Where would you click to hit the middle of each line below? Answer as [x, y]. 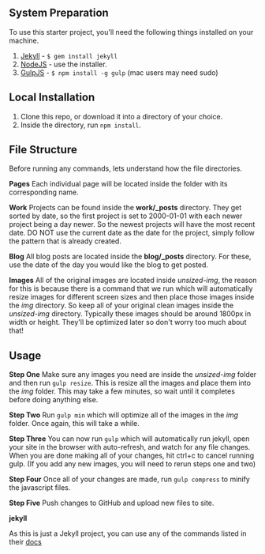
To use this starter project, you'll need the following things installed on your [131, 32]
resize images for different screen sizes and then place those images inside [132, 297]
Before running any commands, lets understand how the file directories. [126, 168]
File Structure [43, 150]
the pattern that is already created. [65, 241]
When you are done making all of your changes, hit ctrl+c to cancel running [132, 456]
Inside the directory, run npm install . [80, 125]
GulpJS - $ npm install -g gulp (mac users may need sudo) [119, 72]
